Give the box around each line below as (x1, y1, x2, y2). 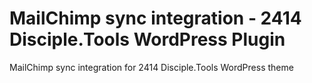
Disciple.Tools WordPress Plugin (9, 28, 286, 51)
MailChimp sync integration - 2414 (9, 7, 302, 30)
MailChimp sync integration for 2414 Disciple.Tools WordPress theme (9, 61, 294, 73)
